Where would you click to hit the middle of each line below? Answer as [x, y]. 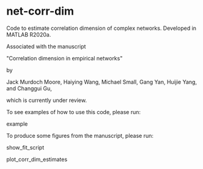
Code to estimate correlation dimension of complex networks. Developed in [102, 28]
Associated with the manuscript [46, 46]
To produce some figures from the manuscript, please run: [80, 135]
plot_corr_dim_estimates [37, 159]
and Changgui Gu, [29, 88]
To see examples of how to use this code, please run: [74, 112]
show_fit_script [25, 147]
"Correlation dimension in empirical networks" [65, 58]
